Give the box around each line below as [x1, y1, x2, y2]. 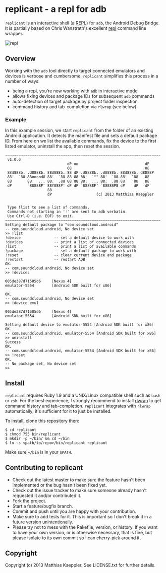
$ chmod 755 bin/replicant [5, 431, 61, 436]
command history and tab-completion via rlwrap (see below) [12, 103, 137, 110]
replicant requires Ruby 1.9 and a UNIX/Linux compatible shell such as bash [5, 392, 161, 398]
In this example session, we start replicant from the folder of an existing [5, 128, 154, 134]
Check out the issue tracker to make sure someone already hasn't [12, 487, 147, 493]
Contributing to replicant [5, 463, 83, 472]
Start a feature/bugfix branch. [12, 503, 73, 509]
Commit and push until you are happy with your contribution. [12, 508, 136, 514]
